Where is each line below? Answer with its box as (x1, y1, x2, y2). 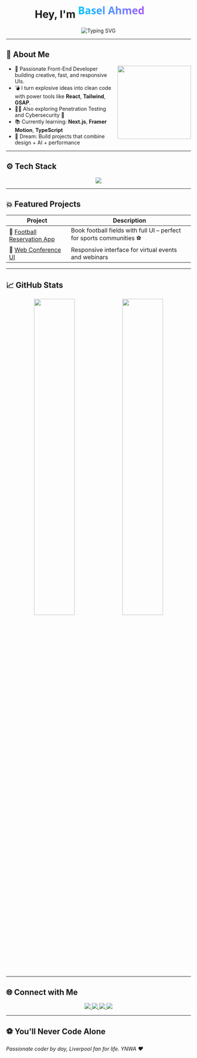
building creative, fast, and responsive (14, 71, 107, 79)
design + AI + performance (14, 138, 80, 146)
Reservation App (9, 235, 55, 243)
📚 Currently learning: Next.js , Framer (14, 118, 107, 125)
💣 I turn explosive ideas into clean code (14, 84, 111, 91)
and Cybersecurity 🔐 (14, 111, 65, 119)
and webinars (70, 253, 108, 261)
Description (113, 217, 147, 225)
